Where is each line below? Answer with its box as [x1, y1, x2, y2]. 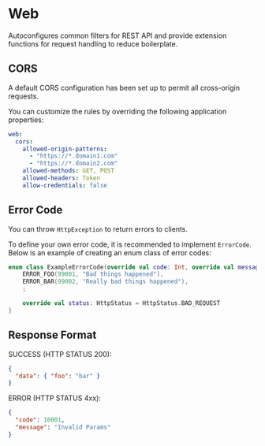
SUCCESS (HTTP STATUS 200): [8, 349, 112, 359]
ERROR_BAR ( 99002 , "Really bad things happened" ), [22, 277, 189, 286]
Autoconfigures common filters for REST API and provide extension [8, 31, 227, 40]
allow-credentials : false [22, 181, 108, 189]
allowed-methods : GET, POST [22, 167, 114, 175]
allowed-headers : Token [22, 174, 101, 182]
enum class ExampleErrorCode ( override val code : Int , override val [8, 263, 235, 271]
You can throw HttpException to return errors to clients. [8, 224, 188, 233]
